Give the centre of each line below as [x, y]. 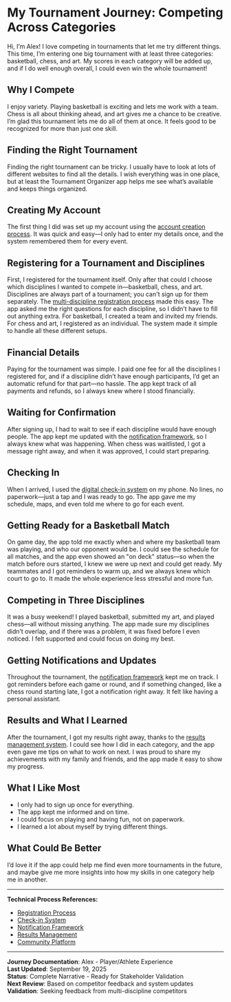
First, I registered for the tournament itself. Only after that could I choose [110, 279]
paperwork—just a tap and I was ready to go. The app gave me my [101, 496]
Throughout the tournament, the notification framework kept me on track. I [113, 677]
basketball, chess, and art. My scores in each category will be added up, [110, 61]
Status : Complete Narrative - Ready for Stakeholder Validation [96, 976]
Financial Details [44, 352]
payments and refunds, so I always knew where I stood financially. [101, 391]
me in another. [27, 880]
